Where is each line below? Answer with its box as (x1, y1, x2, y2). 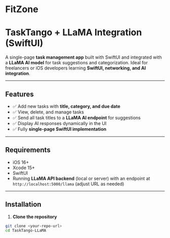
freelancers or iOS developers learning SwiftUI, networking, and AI (5, 65, 146, 71)
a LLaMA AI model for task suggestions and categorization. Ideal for (5, 60, 148, 66)
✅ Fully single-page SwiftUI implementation (12, 126, 107, 132)
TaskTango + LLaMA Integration (5, 27, 142, 38)
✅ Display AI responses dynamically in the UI (12, 120, 107, 126)
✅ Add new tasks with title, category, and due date (12, 103, 120, 109)
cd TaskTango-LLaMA (5, 228, 47, 233)
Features (5, 90, 34, 98)
